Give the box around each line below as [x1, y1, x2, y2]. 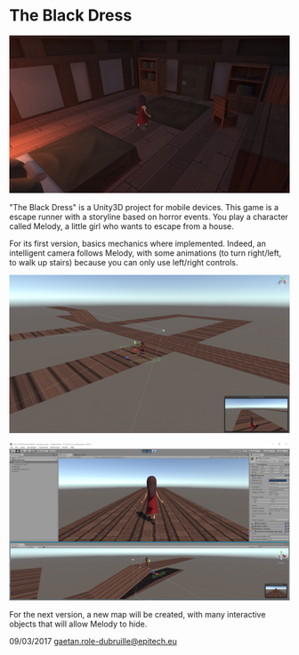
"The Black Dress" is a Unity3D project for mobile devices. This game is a [9, 202, 279, 213]
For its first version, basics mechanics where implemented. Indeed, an [9, 238, 267, 250]
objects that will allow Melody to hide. [9, 618, 148, 629]
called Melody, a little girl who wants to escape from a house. [9, 221, 234, 232]
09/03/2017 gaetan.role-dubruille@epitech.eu [9, 636, 178, 647]
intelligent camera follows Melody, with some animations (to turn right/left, [9, 248, 282, 258]
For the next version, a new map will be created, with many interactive [9, 610, 266, 620]
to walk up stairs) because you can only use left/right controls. [9, 258, 238, 268]
